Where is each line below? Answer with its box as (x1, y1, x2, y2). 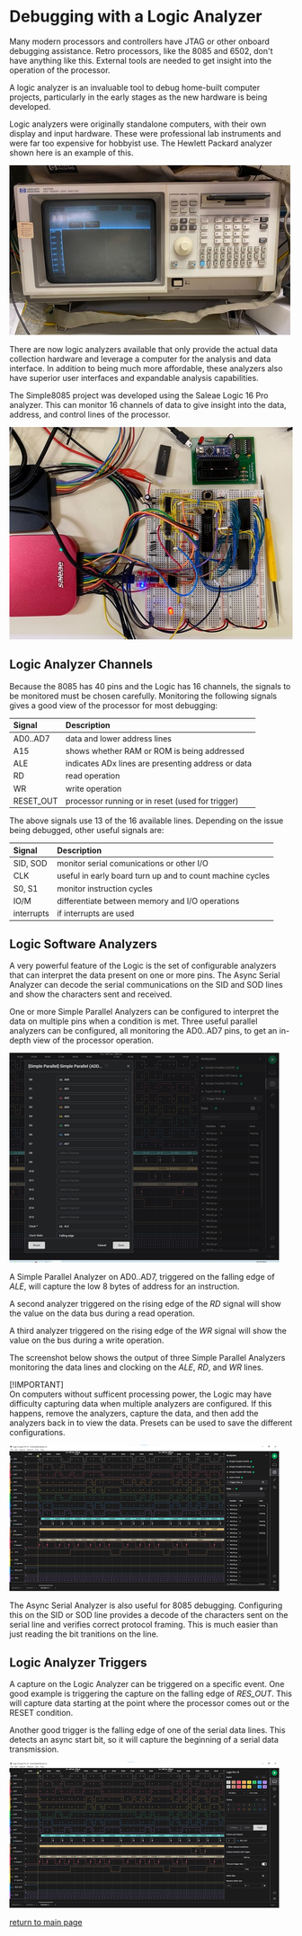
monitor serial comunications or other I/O (57, 858, 209, 868)
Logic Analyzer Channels (9, 657, 154, 672)
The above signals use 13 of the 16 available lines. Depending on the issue (9, 815, 284, 826)
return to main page (9, 1917, 83, 1928)
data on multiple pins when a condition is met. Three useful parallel (9, 1016, 258, 1026)
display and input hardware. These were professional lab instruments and (9, 128, 281, 138)
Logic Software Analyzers (9, 937, 157, 952)
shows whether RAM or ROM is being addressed (66, 745, 245, 756)
